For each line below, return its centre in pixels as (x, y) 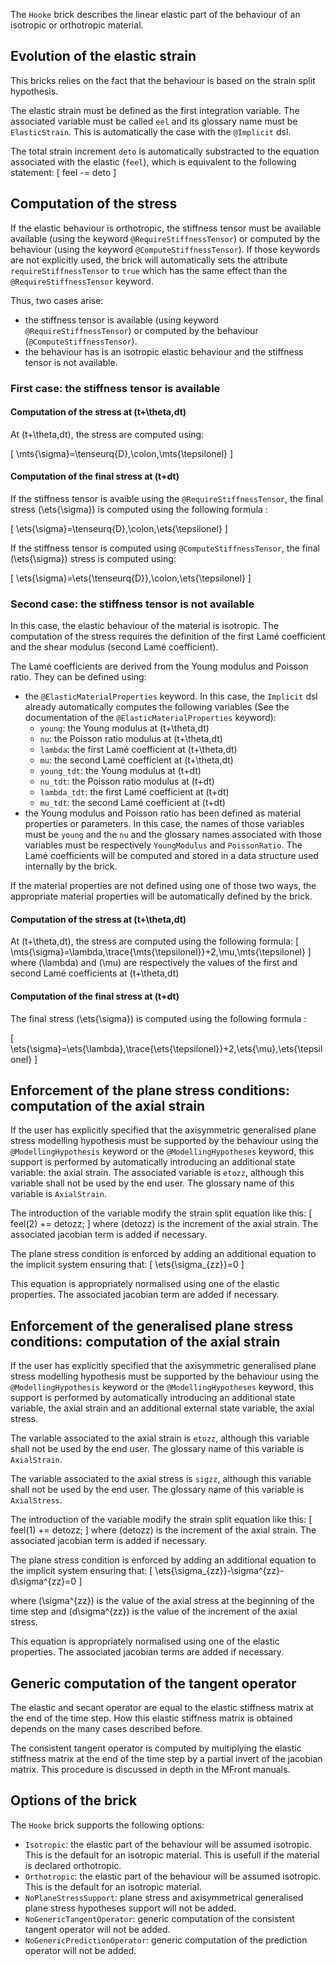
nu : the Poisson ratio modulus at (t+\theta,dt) (131, 739)
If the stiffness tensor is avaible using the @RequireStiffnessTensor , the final (167, 498)
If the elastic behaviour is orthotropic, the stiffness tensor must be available (166, 228)
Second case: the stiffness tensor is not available (132, 604)
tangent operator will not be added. (97, 1929)
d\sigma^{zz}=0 (43, 1581)
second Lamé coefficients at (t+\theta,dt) (95, 973)
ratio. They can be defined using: (78, 677)
